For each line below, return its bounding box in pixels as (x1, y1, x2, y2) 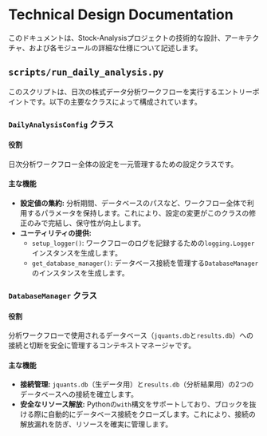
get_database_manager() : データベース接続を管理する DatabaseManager (31, 258, 259, 268)
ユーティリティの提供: (19, 228, 92, 238)
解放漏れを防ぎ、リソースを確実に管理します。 (19, 419, 173, 429)
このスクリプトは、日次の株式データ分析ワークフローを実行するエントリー (8, 86, 253, 97)
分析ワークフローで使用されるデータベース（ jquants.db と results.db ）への (8, 331, 253, 340)
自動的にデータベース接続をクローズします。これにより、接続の (47, 410, 257, 419)
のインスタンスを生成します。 (31, 268, 129, 278)
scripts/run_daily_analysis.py (8, 66, 164, 78)
